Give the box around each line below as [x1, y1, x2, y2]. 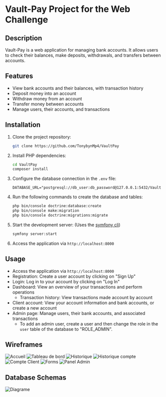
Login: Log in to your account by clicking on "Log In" [12, 278, 120, 284]
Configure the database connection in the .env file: [12, 175, 116, 182]
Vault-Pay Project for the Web [5, 3, 130, 15]
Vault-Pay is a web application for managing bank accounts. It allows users [5, 47, 159, 53]
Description [5, 34, 42, 42]
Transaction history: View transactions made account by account [19, 294, 153, 300]
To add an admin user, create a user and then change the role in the [19, 320, 159, 326]
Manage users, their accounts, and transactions [12, 106, 110, 112]
